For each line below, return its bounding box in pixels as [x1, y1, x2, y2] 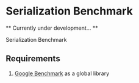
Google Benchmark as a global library [14, 70, 110, 77]
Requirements [5, 53, 60, 64]
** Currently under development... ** [5, 24, 98, 32]
